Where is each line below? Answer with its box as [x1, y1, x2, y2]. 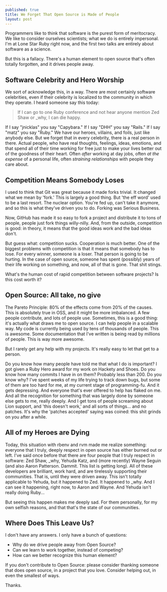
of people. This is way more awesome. [5, 336, 85, 342]
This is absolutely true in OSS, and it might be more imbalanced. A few [5, 309, 150, 315]
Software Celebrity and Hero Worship [5, 75, 124, 84]
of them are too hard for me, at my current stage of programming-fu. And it [5, 382, 160, 388]
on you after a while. [5, 414, 47, 420]
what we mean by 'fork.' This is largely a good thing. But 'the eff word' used [5, 194, 161, 200]
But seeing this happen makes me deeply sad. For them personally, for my [5, 499, 158, 505]
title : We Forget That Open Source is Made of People [5, 12, 120, 17]
